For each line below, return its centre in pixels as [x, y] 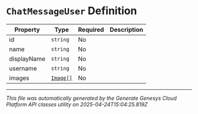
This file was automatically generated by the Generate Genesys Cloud [91, 98]
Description [126, 30]
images [19, 78]
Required [91, 30]
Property [27, 30]
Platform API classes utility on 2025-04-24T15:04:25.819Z [77, 104]
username [23, 68]
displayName [27, 58]
